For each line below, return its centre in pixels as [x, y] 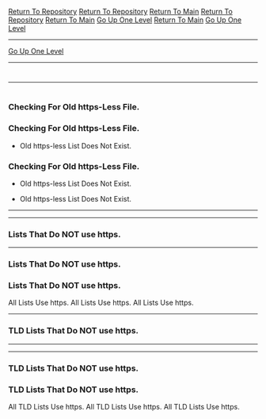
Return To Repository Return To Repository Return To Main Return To [121, 12]
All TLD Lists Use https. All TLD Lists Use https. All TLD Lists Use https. [124, 407]
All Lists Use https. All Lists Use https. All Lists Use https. [101, 303]
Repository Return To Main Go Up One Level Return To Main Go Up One [125, 20]
